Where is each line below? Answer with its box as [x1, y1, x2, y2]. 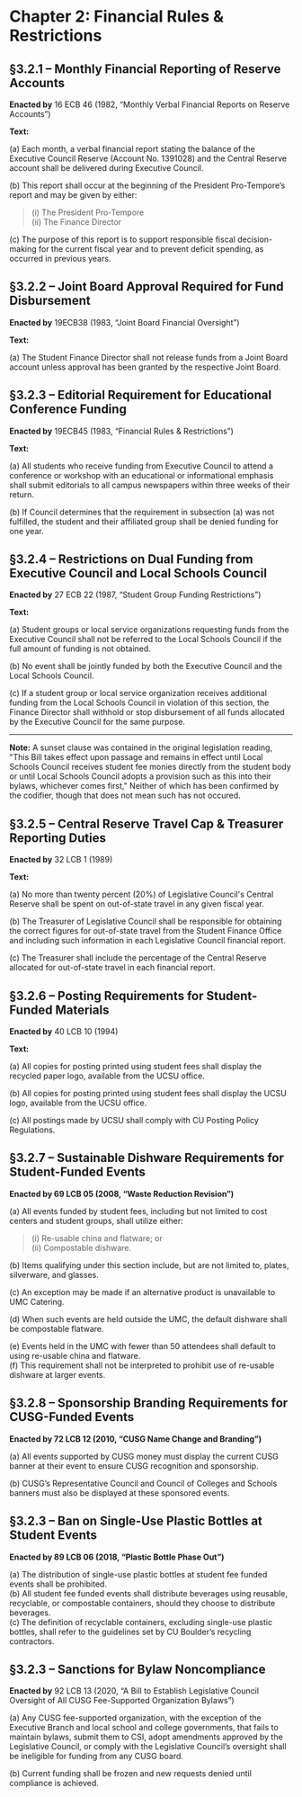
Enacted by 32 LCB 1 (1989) [9, 854, 113, 865]
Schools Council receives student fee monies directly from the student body [9, 762, 292, 773]
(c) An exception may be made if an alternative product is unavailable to [9, 1286, 276, 1297]
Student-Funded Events [9, 1165, 147, 1180]
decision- [236, 234, 272, 245]
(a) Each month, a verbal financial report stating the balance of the [9, 144, 256, 154]
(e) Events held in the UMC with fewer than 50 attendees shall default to [9, 1340, 276, 1351]
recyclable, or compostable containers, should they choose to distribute [9, 1597, 276, 1608]
